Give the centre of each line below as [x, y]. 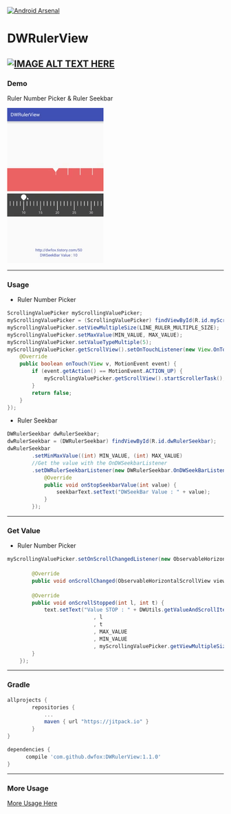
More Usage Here [32, 803]
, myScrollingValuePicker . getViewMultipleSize [161, 646]
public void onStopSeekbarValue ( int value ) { [110, 485]
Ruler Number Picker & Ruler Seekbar [60, 98]
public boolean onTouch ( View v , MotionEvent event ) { [98, 364]
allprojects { [27, 700]
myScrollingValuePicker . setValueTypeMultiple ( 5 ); [80, 342]
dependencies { [29, 750]
